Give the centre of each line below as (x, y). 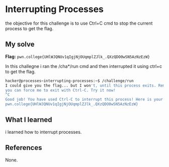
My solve (20, 45)
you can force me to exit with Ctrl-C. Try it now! (60, 90)
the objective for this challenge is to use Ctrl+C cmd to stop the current (79, 23)
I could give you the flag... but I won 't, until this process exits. (81, 86)
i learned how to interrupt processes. (44, 132)
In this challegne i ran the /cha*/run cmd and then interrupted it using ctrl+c (84, 66)
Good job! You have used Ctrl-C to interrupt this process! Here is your (84, 100)
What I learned (29, 120)
